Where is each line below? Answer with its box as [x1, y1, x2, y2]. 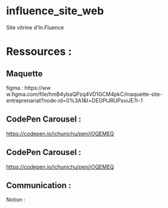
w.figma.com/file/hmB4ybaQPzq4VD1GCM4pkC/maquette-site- [6, 91, 163, 98]
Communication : [6, 180, 71, 190]
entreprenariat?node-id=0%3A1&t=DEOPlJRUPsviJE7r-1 [6, 97, 143, 104]
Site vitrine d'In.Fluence [6, 24, 64, 31]
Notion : [6, 196, 26, 203]
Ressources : [6, 45, 72, 58]
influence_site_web [6, 4, 104, 18]
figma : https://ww [6, 84, 51, 91]
